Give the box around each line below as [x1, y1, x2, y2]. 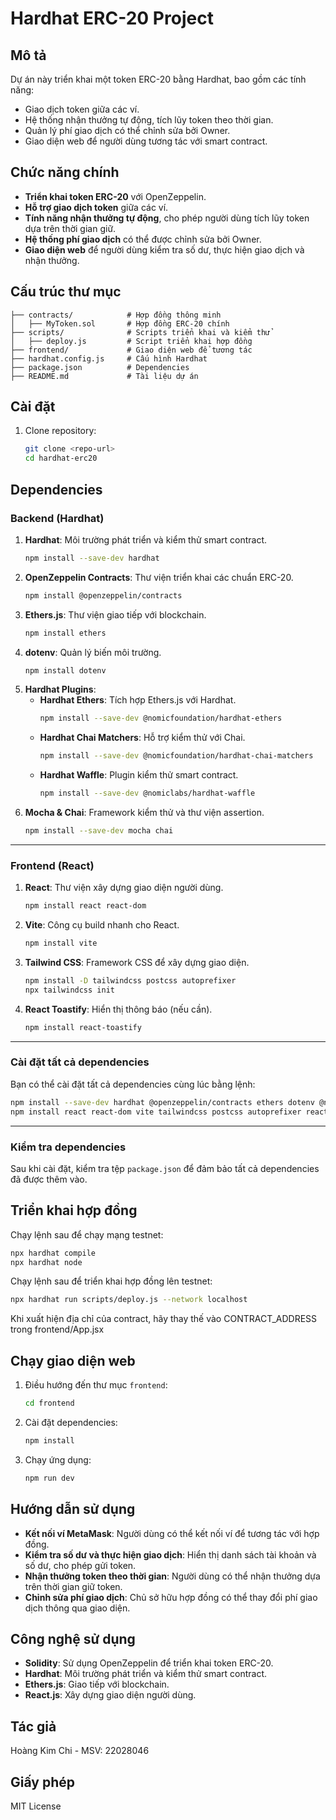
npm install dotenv [24, 665, 107, 676]
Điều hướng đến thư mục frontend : [24, 1379, 168, 1391]
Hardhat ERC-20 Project [10, 7, 214, 30]
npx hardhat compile [10, 1248, 97, 1258]
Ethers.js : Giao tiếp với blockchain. [24, 1678, 170, 1691]
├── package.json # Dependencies [10, 362, 190, 372]
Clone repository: [24, 425, 97, 437]
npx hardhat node [10, 1257, 83, 1267]
